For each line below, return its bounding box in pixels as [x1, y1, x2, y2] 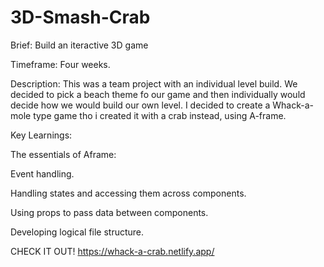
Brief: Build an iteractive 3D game [10, 39, 149, 51]
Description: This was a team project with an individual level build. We [10, 77, 298, 90]
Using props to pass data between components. [10, 206, 209, 218]
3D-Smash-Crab [10, 6, 151, 29]
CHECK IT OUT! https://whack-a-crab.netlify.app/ [10, 245, 215, 257]
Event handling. [10, 167, 75, 180]
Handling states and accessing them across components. [10, 187, 247, 199]
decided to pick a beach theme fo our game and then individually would [10, 88, 306, 100]
